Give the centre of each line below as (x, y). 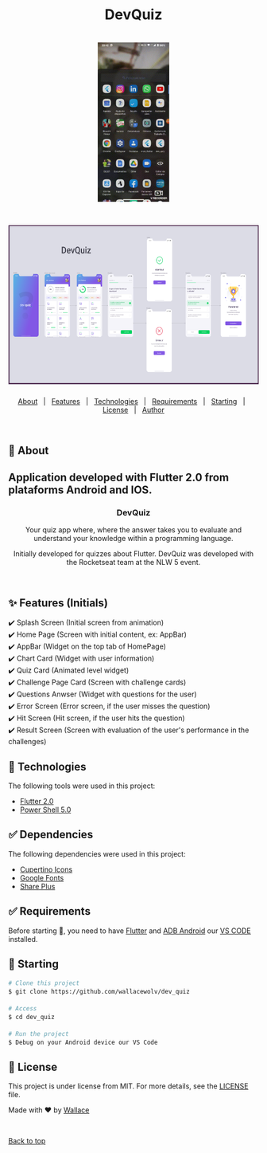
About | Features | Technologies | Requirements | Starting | (132, 402)
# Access (23, 1009)
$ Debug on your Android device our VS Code (83, 1042)
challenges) (27, 742)
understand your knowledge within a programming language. (133, 539)
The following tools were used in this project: (82, 786)
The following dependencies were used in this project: (97, 853)
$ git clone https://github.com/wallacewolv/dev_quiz (99, 992)
